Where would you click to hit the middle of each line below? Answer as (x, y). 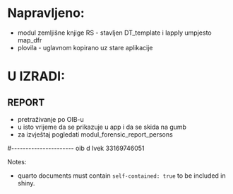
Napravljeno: (46, 13)
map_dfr (30, 40)
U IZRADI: (36, 76)
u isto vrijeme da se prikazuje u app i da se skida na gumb (102, 127)
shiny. (26, 183)
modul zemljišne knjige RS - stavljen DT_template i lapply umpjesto (114, 33)
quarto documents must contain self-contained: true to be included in (121, 176)
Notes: (17, 161)
